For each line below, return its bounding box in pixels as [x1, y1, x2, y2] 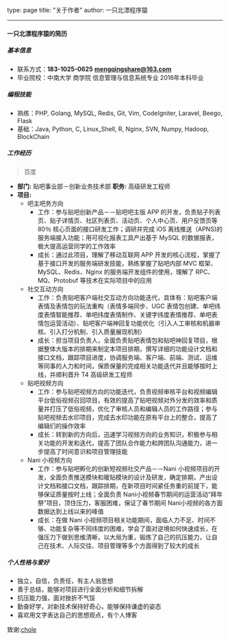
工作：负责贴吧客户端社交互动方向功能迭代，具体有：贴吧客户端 [37, 293, 218, 301]
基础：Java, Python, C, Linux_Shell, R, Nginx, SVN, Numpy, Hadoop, [16, 125, 209, 133]
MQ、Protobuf [37, 276, 79, 284]
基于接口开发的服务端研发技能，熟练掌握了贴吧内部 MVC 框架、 [37, 259, 217, 267]
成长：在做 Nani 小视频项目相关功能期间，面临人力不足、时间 [37, 515, 210, 524]
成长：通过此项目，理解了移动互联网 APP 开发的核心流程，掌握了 [37, 251, 221, 259]
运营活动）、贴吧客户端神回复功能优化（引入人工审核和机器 [49, 319, 215, 327]
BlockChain [16, 132, 50, 140]
